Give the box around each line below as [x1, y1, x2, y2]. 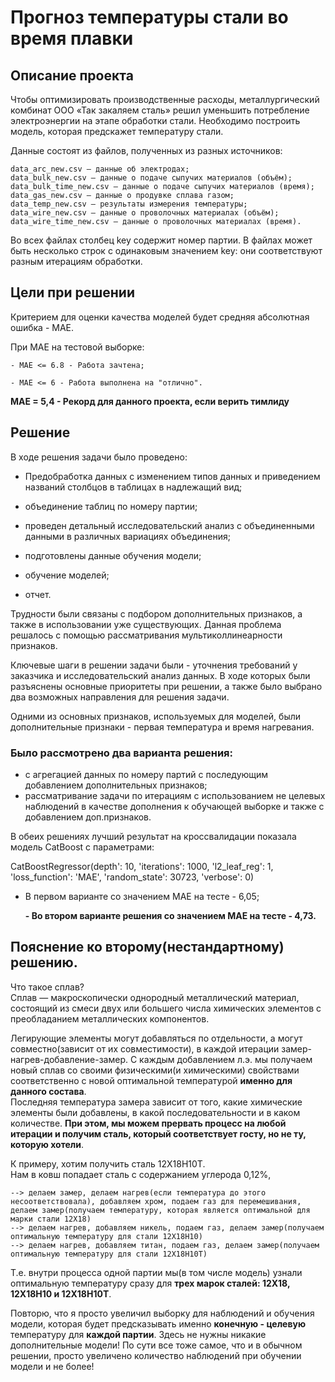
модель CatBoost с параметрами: [10, 841, 155, 853]
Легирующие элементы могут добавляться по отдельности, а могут [10, 1032, 303, 1044]
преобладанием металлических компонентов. [10, 1012, 210, 1025]
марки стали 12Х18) [10, 1214, 92, 1224]
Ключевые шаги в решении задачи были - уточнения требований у [10, 659, 298, 671]
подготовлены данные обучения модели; [24, 549, 202, 561]
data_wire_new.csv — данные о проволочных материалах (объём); [10, 208, 280, 218]
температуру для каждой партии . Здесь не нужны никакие [10, 1328, 267, 1340]
